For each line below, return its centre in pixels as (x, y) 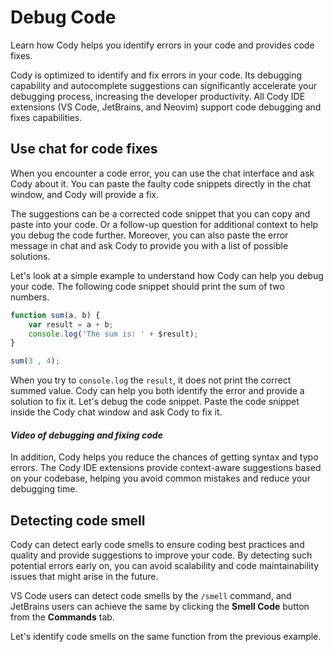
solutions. (30, 256)
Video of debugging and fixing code (86, 435)
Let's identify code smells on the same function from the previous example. (166, 637)
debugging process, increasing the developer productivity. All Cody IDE (158, 96)
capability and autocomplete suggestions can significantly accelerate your (163, 85)
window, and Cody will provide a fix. (85, 194)
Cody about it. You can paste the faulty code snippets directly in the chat (161, 183)
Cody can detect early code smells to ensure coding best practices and (157, 545)
